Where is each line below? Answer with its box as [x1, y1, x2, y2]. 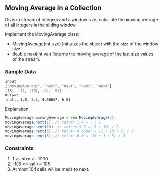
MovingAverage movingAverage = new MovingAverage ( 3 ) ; [5, 115, 117, 120]
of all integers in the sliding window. [5, 22, 77, 28]
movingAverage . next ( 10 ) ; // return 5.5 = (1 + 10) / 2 [5, 125, 119, 129]
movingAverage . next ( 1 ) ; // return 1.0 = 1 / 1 [5, 120, 101, 125]
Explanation [5, 106, 29, 112]
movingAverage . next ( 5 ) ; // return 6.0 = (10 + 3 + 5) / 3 [5, 133, 125, 138]
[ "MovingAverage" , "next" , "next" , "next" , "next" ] [5, 83, 112, 89]
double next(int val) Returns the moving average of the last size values [12, 51, 154, 57]
